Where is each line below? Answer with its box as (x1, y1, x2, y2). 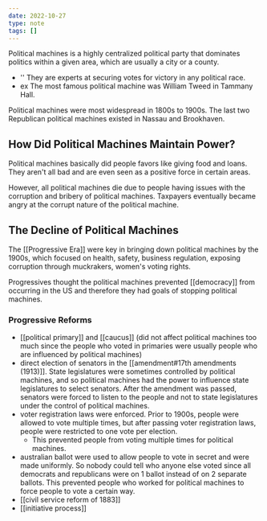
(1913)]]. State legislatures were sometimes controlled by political (19, 367, 236, 376)
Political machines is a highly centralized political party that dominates (8, 49, 241, 59)
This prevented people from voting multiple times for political (31, 435, 234, 445)
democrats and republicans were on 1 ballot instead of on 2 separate (19, 470, 247, 479)
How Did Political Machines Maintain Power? (8, 137, 236, 151)
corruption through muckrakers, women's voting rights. (8, 262, 191, 271)
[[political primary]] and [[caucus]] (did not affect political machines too (19, 333, 257, 343)
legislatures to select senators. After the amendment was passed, (19, 384, 237, 394)
